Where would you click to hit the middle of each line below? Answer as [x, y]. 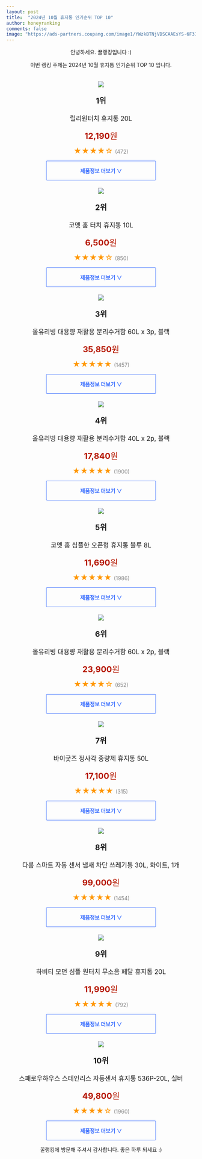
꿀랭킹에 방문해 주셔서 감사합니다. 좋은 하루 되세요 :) [101, 1150]
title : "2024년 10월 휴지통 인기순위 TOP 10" [60, 17]
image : [14, 34]
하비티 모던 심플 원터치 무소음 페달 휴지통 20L [101, 972]
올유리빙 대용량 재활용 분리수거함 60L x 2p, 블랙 [101, 652]
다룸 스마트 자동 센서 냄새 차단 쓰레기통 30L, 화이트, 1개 [101, 865]
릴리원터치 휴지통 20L [101, 119]
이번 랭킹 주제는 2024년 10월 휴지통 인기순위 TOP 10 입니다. [101, 65]
